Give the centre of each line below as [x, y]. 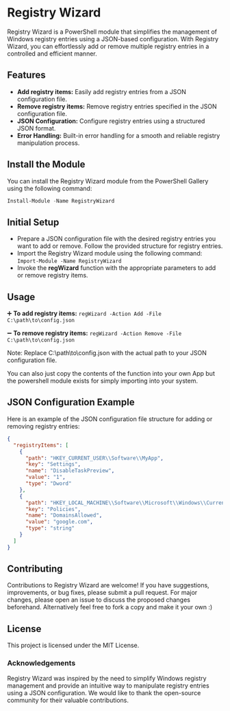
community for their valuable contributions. [68, 700]
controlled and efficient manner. [52, 54]
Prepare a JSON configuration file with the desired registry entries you [116, 239]
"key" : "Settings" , [53, 464]
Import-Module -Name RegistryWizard [69, 261]
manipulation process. [48, 143]
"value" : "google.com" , [59, 522]
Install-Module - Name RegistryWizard [61, 201]
